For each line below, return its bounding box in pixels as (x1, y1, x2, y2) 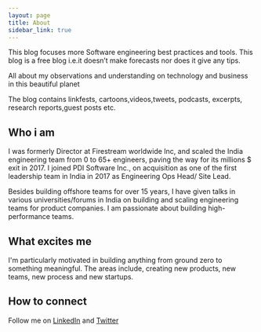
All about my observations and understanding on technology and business (8, 71, 248, 81)
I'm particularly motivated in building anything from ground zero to (8, 256, 223, 265)
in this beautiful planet (8, 79, 80, 89)
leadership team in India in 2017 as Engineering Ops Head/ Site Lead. (8, 172, 231, 181)
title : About (8, 19, 51, 27)
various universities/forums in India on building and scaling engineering (8, 195, 239, 205)
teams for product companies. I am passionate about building (8, 203, 206, 213)
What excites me (8, 235, 92, 248)
